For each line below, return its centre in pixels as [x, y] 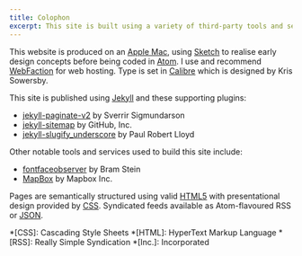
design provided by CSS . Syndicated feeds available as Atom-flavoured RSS [151, 205]
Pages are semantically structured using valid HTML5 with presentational [145, 196]
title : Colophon [40, 18]
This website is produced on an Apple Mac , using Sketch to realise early [143, 51]
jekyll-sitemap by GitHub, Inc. [77, 124]
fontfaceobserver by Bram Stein [81, 169]
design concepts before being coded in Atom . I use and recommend [136, 61]
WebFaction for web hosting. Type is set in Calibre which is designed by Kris [151, 71]
